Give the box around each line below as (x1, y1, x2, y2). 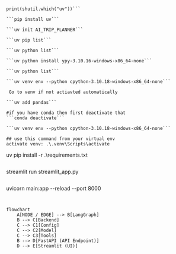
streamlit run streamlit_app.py (6, 168, 79, 175)
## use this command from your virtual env (6, 136, 116, 142)
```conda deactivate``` (6, 115, 65, 121)
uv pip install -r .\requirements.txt (6, 151, 88, 158)
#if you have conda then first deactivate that (6, 110, 126, 116)
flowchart (6, 207, 31, 212)
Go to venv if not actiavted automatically (8, 89, 118, 95)
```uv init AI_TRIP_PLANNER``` (6, 27, 84, 33)
